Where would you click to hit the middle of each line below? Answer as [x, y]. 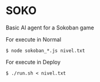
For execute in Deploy [33, 62]
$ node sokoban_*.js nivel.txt [45, 50]
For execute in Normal [34, 39]
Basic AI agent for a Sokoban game [50, 28]
